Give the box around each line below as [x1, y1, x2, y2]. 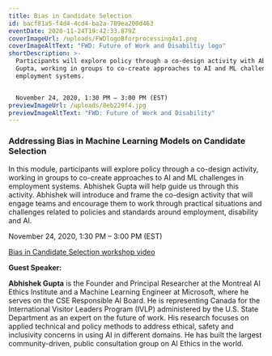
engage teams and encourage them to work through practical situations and [8, 198, 262, 208]
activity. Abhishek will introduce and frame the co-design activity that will [8, 189, 253, 199]
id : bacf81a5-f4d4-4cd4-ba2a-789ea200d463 [8, 19, 154, 28]
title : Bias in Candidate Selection [8, 11, 132, 20]
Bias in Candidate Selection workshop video [8, 247, 155, 256]
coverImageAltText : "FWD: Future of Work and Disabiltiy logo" [8, 42, 227, 50]
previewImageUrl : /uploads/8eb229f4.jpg [8, 101, 147, 109]
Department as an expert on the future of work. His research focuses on [8, 312, 249, 322]
